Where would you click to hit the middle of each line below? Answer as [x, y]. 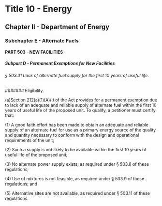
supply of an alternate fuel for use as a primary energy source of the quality [81, 130]
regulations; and [21, 184]
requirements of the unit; [30, 140]
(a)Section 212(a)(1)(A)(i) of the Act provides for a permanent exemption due [81, 100]
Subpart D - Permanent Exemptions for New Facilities [60, 63]
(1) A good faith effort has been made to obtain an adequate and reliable [77, 125]
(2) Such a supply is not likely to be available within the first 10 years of [76, 149]
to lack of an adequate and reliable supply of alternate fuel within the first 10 [81, 105]
